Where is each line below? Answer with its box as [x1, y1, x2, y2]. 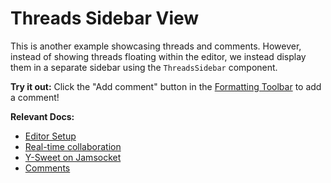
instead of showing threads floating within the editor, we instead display [10, 50, 307, 62]
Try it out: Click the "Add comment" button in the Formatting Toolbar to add [10, 80, 322, 92]
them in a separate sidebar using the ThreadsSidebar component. [10, 61, 278, 73]
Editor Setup [24, 130, 77, 142]
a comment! [10, 91, 60, 103]
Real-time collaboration [24, 140, 122, 152]
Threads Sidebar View [10, 7, 200, 30]
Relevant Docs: [10, 110, 75, 122]
